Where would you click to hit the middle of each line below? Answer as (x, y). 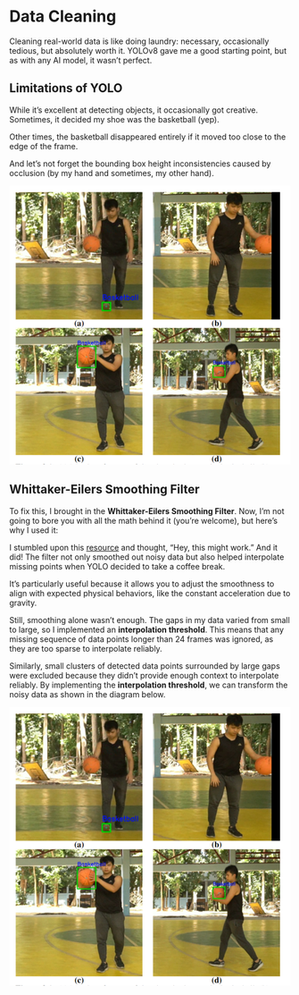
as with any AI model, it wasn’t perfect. (81, 60)
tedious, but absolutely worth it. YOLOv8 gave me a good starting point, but (148, 50)
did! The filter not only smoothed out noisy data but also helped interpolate (147, 557)
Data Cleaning (63, 17)
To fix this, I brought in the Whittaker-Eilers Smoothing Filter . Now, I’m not (147, 510)
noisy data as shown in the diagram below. (87, 694)
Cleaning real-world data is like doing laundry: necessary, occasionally (139, 41)
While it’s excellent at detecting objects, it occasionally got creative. (134, 110)
